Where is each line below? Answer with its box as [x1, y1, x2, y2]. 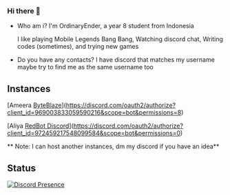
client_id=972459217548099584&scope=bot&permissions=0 [7, 129, 181, 137]
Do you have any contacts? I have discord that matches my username [17, 56, 215, 64]
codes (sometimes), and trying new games [17, 43, 139, 51]
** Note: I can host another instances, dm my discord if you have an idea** [7, 142, 220, 150]
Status [7, 162, 36, 174]
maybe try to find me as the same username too [17, 63, 154, 71]
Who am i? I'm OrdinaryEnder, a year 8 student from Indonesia [17, 22, 194, 30]
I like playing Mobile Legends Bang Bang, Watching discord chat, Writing [17, 35, 224, 43]
